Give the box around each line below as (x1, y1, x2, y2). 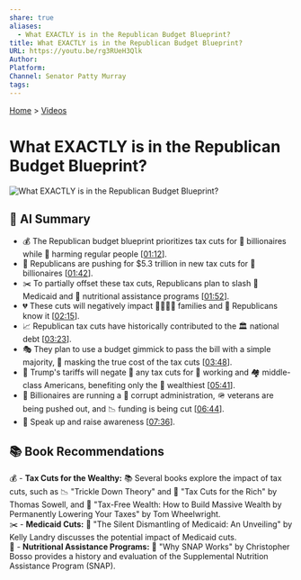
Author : (9, 55, 39, 64)
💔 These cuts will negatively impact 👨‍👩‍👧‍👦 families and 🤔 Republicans (22, 301, 279, 312)
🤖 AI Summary (9, 211, 92, 226)
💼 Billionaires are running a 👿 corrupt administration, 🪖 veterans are (22, 390, 274, 401)
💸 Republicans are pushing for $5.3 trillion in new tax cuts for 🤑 (22, 258, 256, 269)
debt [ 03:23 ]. (22, 334, 72, 345)
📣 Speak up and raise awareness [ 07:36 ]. (22, 416, 175, 428)
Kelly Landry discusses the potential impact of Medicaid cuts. (9, 532, 237, 543)
